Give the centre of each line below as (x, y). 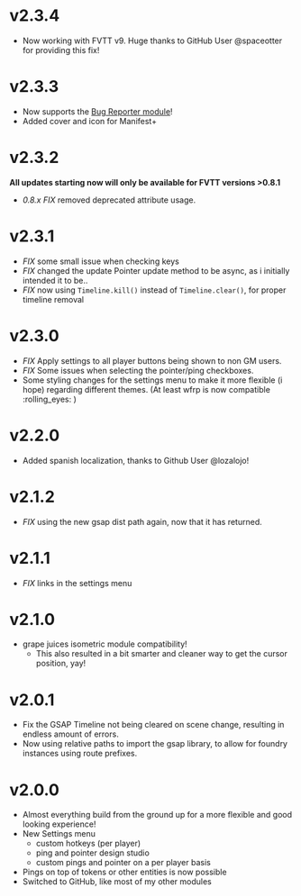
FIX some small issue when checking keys (101, 261)
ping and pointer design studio (93, 853)
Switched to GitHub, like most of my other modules (117, 882)
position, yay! (61, 664)
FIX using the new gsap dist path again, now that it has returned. (142, 521)
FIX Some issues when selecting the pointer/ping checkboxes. (138, 370)
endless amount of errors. (70, 734)
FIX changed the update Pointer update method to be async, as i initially (156, 270)
